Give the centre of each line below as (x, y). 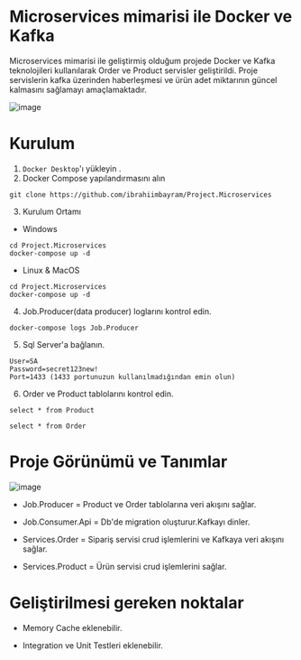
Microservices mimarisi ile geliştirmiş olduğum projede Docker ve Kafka (142, 60)
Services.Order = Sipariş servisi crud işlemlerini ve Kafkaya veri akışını (153, 539)
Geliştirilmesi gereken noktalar (127, 603)
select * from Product (52, 410)
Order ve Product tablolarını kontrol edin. (98, 394)
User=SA (24, 361)
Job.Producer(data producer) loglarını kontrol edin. (117, 311)
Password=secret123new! (54, 369)
